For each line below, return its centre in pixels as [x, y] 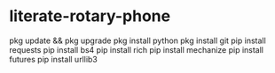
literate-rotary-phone [90, 16]
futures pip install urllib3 [53, 59]
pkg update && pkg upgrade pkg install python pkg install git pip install [137, 40]
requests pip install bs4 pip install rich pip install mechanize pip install [137, 49]
